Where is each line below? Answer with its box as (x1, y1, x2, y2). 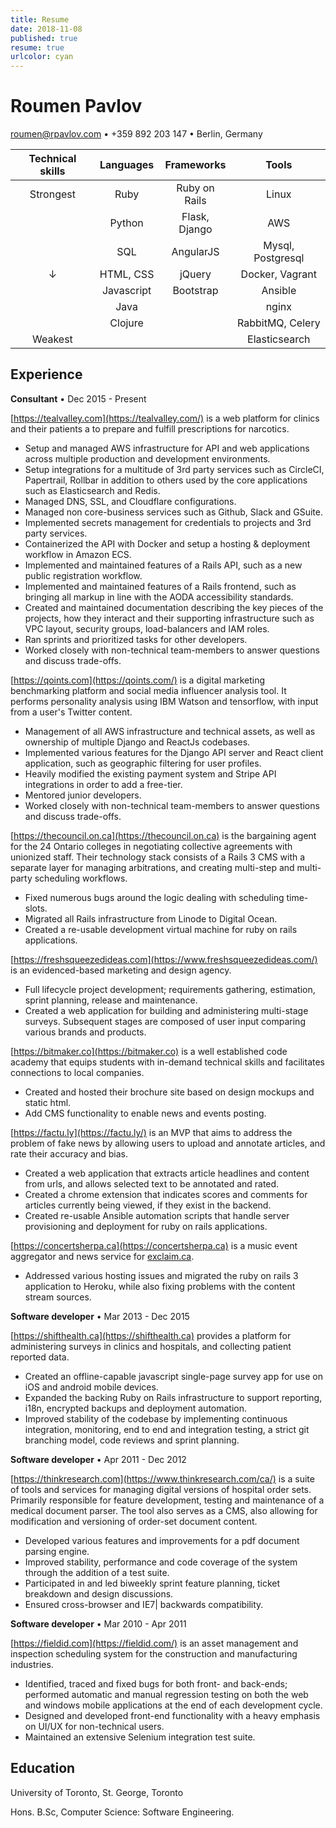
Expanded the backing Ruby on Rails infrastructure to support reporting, (24, 1391, 323, 1403)
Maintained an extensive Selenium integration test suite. (24, 1731, 256, 1743)
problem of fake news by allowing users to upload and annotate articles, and (10, 1137, 326, 1149)
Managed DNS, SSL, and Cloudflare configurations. (24, 495, 237, 507)
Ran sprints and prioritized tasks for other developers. (24, 633, 248, 645)
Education (10, 1760, 76, 1777)
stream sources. (24, 1291, 92, 1303)
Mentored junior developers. (24, 789, 142, 801)
